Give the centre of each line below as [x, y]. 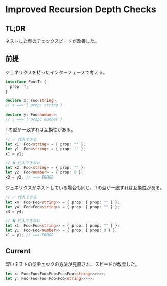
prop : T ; [19, 86]
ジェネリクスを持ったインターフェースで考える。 [56, 72]
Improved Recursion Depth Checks [81, 9]
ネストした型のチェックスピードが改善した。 [52, 41]
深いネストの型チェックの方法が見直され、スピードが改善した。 [73, 264]
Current [18, 251]
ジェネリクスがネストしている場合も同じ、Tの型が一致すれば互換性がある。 [85, 187]
